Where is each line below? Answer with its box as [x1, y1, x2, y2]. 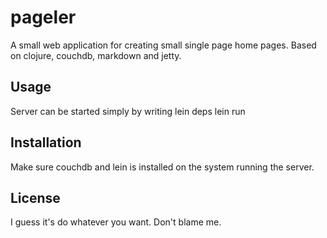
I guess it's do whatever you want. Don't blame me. [10, 216, 222, 228]
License [10, 189, 61, 206]
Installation [10, 134, 82, 151]
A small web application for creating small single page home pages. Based [10, 39, 317, 51]
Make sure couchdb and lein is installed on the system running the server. [10, 161, 315, 173]
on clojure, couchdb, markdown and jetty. [10, 49, 182, 61]
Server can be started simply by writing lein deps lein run [10, 105, 246, 117]
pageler [10, 6, 77, 29]
